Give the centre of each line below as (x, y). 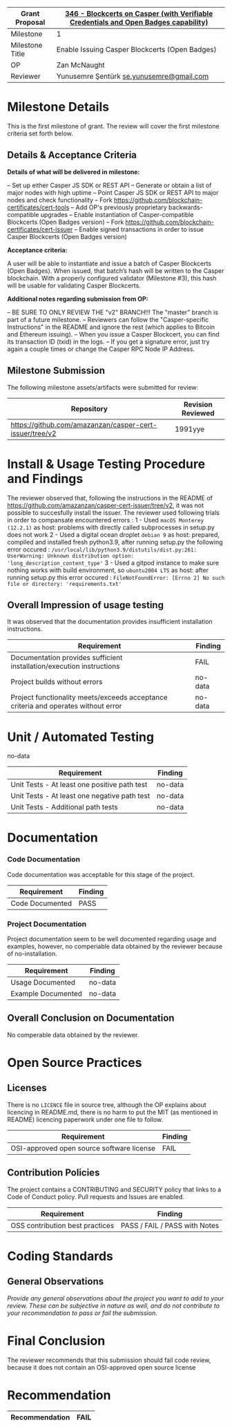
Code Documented (41, 903)
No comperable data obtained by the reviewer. (73, 1034)
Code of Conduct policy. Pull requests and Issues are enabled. (96, 1197)
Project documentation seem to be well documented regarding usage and (112, 939)
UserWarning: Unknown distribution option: (71, 556)
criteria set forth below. (40, 133)
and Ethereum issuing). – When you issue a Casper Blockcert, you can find (113, 334)
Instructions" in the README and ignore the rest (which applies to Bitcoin (111, 327)
